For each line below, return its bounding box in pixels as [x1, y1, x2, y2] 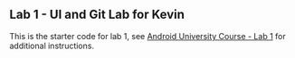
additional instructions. [9, 40, 95, 51]
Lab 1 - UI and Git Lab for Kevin [9, 7, 186, 22]
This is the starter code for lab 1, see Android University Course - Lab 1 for [9, 30, 287, 41]
